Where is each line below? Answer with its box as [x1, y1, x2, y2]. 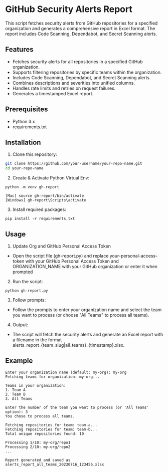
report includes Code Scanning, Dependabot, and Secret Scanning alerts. [5, 31, 157, 37]
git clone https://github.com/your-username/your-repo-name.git [5, 161, 142, 166]
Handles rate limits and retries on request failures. [12, 85, 116, 91]
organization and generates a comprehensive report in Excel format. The [5, 25, 155, 31]
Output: [12, 322, 29, 328]
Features [5, 45, 34, 54]
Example [5, 357, 33, 365]
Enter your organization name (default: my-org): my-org [5, 370, 127, 375]
